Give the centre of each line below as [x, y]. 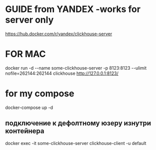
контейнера [25, 131]
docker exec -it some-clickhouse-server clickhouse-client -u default [76, 143]
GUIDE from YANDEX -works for [73, 9]
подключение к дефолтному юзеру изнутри [78, 123]
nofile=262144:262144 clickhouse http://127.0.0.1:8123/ [62, 73]
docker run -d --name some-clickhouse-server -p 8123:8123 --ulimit [76, 68]
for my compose [40, 94]
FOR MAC [25, 54]
